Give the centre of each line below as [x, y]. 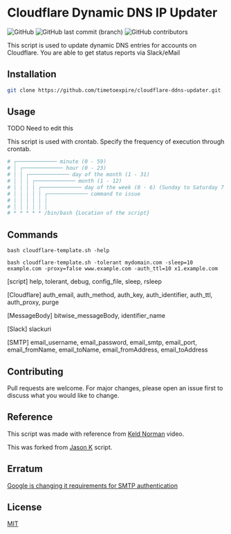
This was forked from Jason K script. [60, 447]
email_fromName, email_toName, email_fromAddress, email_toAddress [108, 350]
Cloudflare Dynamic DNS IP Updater [112, 13]
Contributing [35, 371]
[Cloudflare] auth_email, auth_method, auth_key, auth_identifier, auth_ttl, [110, 295]
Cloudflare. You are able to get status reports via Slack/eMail [94, 53]
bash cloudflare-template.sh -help [58, 251]
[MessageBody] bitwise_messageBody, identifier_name [86, 316]
